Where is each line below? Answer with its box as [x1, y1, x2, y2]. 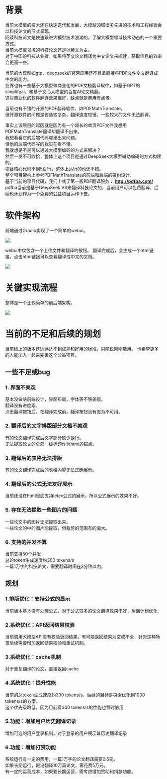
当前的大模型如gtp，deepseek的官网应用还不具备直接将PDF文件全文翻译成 [5, 70, 158, 76]
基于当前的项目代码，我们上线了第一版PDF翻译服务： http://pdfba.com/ [5, 178, 153, 184]
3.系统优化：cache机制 [5, 653, 61, 660]
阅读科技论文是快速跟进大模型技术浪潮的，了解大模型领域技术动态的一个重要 [5, 34, 162, 40]
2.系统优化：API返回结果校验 [5, 621, 75, 628]
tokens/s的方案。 [5, 698, 41, 704]
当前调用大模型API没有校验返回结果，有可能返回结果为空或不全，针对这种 [5, 634, 156, 640]
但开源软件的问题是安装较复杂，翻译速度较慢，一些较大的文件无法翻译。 [5, 112, 153, 118]
